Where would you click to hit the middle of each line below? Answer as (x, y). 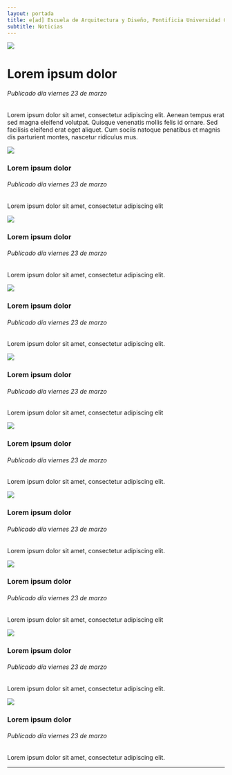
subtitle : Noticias (35, 26)
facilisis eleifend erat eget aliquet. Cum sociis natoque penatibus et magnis (114, 130)
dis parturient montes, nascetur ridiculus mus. (72, 137)
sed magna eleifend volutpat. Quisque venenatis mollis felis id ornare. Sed (113, 122)
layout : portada (30, 14)
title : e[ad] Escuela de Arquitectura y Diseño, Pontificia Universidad (114, 20)
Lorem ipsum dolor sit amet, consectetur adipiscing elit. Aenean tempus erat (116, 114)
